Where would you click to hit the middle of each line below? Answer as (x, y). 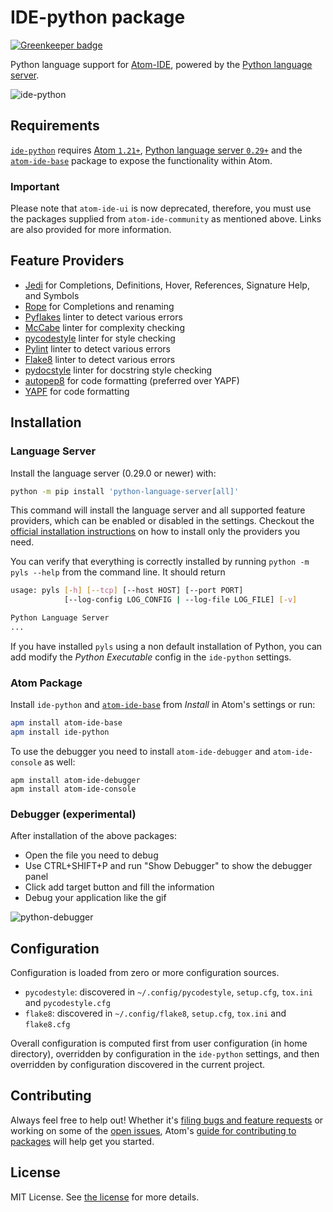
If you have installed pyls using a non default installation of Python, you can (166, 646)
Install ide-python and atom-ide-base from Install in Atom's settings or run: (163, 705)
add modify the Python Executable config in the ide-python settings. (151, 657)
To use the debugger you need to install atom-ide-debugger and (140, 751)
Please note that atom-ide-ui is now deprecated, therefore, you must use (161, 208)
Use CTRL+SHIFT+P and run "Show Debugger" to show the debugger (168, 866)
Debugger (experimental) (73, 814)
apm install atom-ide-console (73, 789)
